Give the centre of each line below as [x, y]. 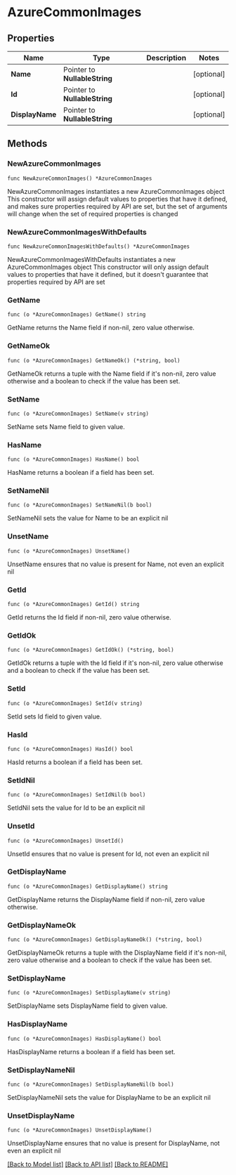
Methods [27, 144]
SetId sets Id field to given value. [54, 716]
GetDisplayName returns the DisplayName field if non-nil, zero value [106, 899]
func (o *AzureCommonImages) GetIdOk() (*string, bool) [91, 650]
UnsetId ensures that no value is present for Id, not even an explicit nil [108, 853]
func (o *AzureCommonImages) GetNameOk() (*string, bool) [94, 360]
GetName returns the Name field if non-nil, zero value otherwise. [101, 328]
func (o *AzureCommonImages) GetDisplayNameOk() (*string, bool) [105, 940]
